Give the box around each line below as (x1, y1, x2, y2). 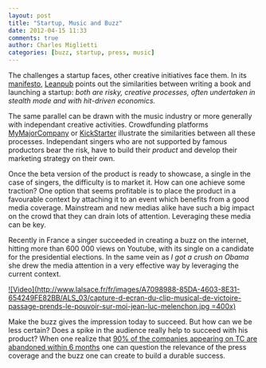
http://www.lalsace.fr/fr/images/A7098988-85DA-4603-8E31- (37, 284, 241, 294)
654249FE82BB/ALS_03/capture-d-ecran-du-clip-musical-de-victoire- (8, 293, 241, 303)
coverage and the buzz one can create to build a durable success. (8, 351, 225, 360)
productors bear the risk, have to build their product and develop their (8, 145, 237, 155)
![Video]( (8, 284, 37, 294)
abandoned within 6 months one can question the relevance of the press (8, 343, 247, 351)
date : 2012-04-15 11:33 (8, 26, 88, 34)
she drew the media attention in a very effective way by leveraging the (8, 260, 239, 270)
